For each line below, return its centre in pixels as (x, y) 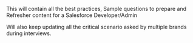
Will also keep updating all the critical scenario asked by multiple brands (96, 27)
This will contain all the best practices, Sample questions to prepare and (96, 9)
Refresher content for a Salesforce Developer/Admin (72, 15)
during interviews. (29, 33)
